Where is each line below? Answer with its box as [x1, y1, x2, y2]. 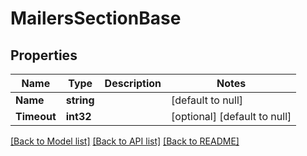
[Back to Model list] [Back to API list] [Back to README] [10, 135, 240, 147]
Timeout [15, 110, 57, 123]
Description [104, 77, 162, 90]
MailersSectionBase [10, 7, 182, 30]
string [65, 93, 95, 107]
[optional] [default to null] [171, 110, 292, 123]
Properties [10, 47, 78, 64]
